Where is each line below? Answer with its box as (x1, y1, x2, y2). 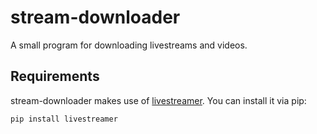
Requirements (10, 68, 100, 85)
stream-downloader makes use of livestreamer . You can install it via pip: (10, 94, 307, 106)
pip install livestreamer (10, 114, 118, 124)
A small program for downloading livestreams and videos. (10, 39, 248, 51)
